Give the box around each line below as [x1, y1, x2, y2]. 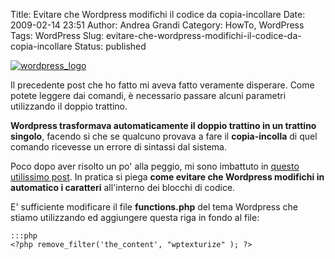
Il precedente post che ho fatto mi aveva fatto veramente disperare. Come [10, 79, 315, 91]
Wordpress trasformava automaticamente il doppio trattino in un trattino [10, 120, 317, 131]
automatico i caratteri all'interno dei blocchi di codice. [10, 182, 236, 193]
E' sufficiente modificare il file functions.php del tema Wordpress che [10, 201, 298, 213]
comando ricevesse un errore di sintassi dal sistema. [10, 141, 227, 153]
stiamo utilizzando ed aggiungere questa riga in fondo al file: [10, 212, 260, 223]
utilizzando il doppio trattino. [10, 100, 128, 112]
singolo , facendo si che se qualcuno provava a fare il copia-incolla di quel [10, 130, 318, 142]
